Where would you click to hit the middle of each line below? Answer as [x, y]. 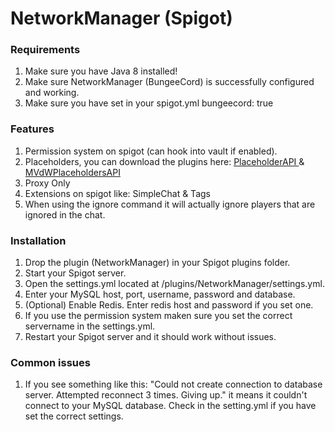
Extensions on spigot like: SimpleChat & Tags [117, 193]
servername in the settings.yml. [90, 326]
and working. [52, 93]
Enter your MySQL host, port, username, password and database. [160, 294]
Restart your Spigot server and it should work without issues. [150, 337]
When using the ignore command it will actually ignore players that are [170, 204]
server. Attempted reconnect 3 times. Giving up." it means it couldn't [166, 395]
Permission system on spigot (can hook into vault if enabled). [151, 151]
